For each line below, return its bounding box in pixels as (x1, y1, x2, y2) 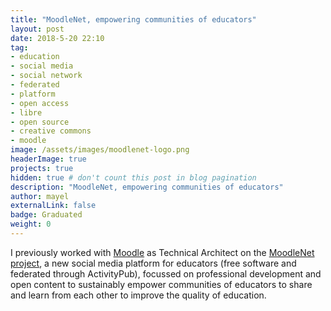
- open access (10, 98, 70, 108)
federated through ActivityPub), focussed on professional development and (10, 267, 322, 280)
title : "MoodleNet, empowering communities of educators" (10, 14, 257, 25)
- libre (10, 107, 43, 118)
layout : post (10, 24, 65, 34)
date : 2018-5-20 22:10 (10, 33, 105, 43)
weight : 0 (10, 219, 52, 230)
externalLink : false (10, 201, 97, 211)
